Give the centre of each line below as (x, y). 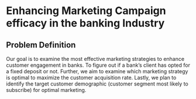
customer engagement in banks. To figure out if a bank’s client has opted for (98, 65)
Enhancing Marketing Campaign (86, 11)
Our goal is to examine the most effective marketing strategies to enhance (95, 59)
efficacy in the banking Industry (85, 23)
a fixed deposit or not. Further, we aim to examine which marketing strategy (97, 71)
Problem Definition (41, 45)
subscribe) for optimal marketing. (46, 90)
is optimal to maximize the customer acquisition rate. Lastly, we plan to (91, 78)
